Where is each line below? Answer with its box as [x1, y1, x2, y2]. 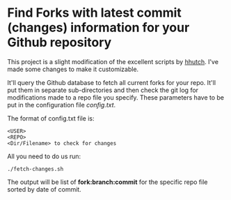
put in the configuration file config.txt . [7, 100, 116, 109]
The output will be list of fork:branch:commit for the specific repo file [7, 178, 208, 186]
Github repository [7, 35, 112, 50]
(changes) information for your [7, 20, 190, 36]
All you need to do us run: [7, 152, 81, 160]
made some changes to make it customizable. [7, 65, 139, 73]
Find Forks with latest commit [7, 5, 182, 21]
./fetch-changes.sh [7, 165, 64, 172]
